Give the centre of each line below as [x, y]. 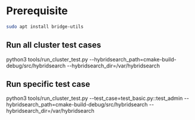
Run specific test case [48, 84]
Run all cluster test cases [54, 45]
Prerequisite [37, 11]
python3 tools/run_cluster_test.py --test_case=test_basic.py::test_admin [95, 98]
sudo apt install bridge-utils [45, 27]
